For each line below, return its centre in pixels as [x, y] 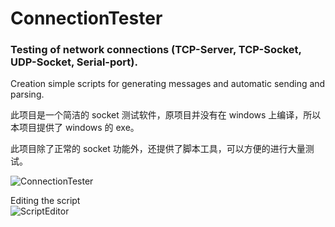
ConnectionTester [86, 18]
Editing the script [45, 201]
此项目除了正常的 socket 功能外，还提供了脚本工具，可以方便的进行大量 [158, 149]
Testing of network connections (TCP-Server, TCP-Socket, [156, 50]
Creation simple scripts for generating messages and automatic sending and [168, 84]
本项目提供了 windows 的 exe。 [75, 128]
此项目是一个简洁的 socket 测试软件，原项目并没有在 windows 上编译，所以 [166, 115]
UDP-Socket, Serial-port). [74, 62]
